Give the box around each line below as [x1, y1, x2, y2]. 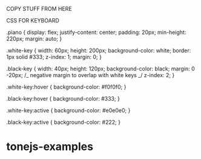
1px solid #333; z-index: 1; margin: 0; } [6, 53, 102, 60]
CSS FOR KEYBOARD [6, 17, 59, 24]
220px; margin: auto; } [6, 35, 62, 42]
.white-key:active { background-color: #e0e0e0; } [6, 107, 131, 114]
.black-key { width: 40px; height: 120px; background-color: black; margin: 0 [6, 65, 195, 72]
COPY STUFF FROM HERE [6, 5, 72, 12]
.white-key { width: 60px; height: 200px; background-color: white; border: [6, 47, 191, 54]
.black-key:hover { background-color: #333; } [6, 95, 120, 102]
